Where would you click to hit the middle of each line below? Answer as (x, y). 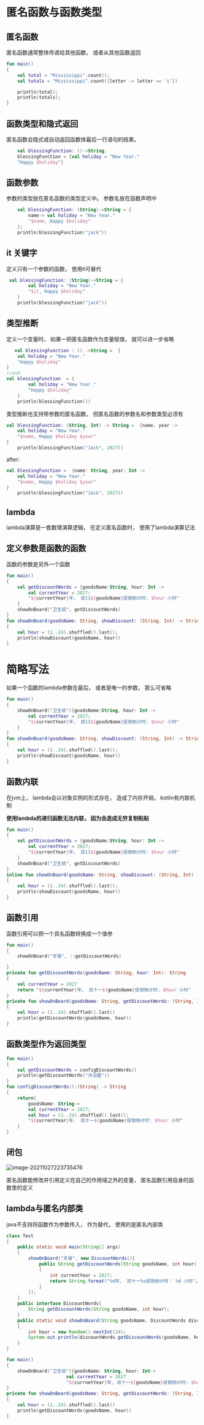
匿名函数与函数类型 (54, 12)
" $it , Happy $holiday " (57, 292)
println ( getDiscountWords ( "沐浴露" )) (63, 1076)
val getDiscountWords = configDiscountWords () (77, 1070)
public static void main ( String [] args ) (69, 1247)
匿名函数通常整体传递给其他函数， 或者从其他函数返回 (73, 53)
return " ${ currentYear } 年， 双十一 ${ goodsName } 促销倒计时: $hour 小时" (104, 990)
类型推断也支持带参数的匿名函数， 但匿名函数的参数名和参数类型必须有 (95, 414)
